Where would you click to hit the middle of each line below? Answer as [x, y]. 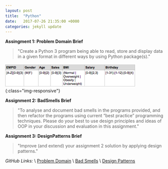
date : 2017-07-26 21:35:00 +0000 [42, 21]
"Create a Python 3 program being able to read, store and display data [90, 51]
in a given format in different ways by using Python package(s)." [84, 57]
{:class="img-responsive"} [33, 91]
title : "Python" [23, 16]
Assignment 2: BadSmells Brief [38, 101]
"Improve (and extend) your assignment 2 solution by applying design [90, 146]
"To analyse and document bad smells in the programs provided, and [89, 110]
